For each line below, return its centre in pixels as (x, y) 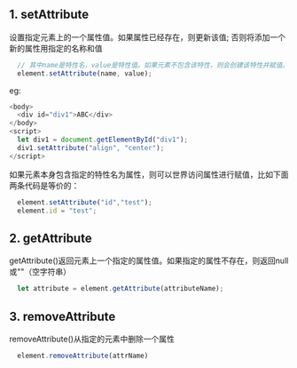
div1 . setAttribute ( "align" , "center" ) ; (91, 148)
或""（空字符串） (40, 272)
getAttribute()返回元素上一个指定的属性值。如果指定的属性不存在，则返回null (149, 260)
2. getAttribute (51, 238)
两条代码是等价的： (44, 185)
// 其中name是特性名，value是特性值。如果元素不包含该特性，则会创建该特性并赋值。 (153, 65)
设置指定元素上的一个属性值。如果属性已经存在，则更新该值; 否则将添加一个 (148, 37)
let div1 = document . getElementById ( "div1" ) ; (103, 140)
